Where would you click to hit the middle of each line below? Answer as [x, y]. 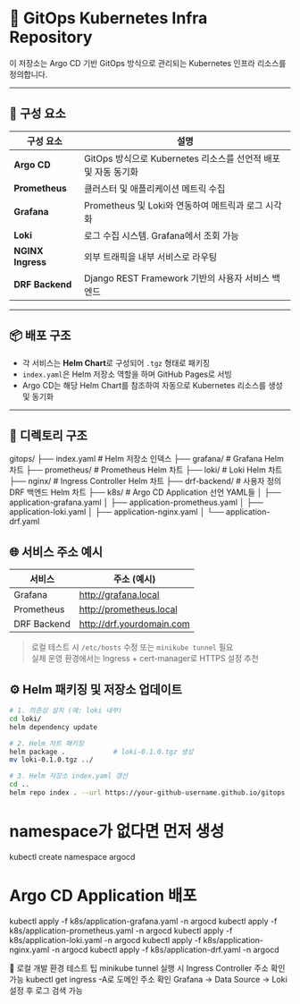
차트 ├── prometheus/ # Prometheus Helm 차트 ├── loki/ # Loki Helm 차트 [146, 470]
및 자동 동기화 [111, 172]
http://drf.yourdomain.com [134, 624]
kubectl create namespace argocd [72, 856]
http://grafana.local [119, 595]
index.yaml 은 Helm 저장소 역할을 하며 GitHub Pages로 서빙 [127, 374]
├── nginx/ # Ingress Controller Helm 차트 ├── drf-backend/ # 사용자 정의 [146, 481]
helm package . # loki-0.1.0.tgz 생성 [101, 752]
